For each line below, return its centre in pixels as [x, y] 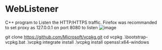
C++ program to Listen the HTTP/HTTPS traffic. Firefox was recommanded [81, 22]
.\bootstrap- [136, 37]
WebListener [32, 9]
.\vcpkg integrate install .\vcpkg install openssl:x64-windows [88, 42]
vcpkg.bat [15, 42]
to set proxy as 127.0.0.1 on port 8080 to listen [51, 27]
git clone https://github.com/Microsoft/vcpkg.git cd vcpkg [64, 37]
